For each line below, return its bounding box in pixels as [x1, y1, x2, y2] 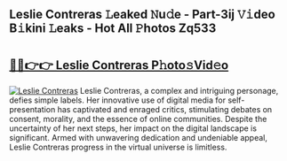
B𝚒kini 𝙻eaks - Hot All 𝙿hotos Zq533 [9, 21, 217, 36]
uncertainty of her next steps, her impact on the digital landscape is [9, 123, 258, 134]
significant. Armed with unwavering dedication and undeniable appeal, [9, 133, 268, 142]
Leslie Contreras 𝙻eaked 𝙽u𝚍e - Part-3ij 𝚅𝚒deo [9, 7, 275, 22]
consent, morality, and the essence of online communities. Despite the [9, 114, 267, 124]
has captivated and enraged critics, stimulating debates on [57, 104, 273, 114]
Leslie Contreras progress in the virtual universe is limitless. [9, 142, 227, 152]
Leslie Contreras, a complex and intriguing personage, [79, 86, 279, 96]
